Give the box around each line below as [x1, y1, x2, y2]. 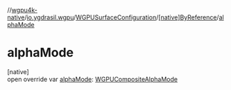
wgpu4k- [11, 6, 38, 14]
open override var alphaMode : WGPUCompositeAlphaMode [7, 75, 178, 83]
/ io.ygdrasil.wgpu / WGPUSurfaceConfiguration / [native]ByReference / [24, 13, 220, 21]
